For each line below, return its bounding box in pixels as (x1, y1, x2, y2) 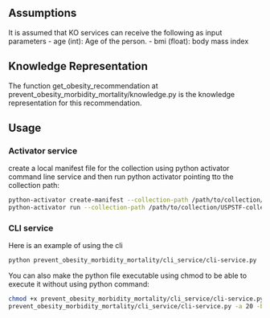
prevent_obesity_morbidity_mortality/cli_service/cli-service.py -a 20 (8, 303, 253, 311)
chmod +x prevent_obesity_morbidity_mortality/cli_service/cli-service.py (8, 295, 264, 304)
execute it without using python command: (8, 279, 150, 289)
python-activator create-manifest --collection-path (8, 196, 189, 204)
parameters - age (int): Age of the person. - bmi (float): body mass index (8, 36, 249, 46)
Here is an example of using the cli (8, 241, 123, 251)
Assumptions (8, 6, 77, 20)
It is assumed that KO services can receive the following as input (8, 27, 223, 37)
